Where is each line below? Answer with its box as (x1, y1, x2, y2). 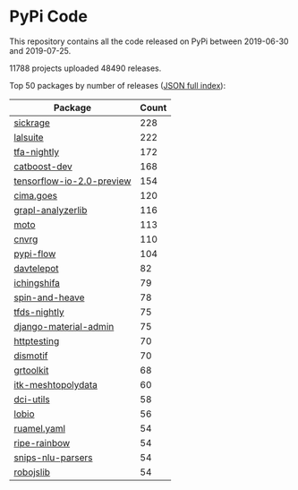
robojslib (13, 466, 51, 478)
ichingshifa (13, 276, 61, 288)
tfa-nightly (13, 145, 60, 158)
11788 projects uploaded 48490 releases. (9, 63, 162, 73)
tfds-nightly (13, 305, 64, 318)
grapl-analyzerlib (13, 203, 88, 216)
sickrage (13, 116, 51, 129)
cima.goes (13, 189, 58, 202)
